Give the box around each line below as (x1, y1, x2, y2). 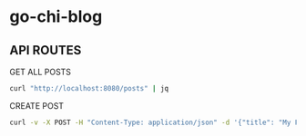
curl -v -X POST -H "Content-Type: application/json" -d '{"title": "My (9, 118, 291, 127)
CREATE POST (9, 100, 65, 111)
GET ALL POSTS (9, 66, 71, 77)
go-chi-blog (9, 6, 103, 27)
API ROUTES (9, 43, 82, 58)
